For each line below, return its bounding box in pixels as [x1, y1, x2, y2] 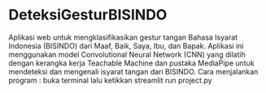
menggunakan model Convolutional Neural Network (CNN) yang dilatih [8, 49, 246, 59]
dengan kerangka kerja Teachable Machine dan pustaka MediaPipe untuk [8, 58, 255, 68]
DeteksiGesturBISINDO [8, 6, 168, 24]
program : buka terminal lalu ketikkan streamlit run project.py [8, 75, 213, 85]
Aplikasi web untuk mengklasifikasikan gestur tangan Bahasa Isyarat [8, 32, 238, 42]
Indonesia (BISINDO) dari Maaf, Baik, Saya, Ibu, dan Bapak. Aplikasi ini [8, 40, 244, 50]
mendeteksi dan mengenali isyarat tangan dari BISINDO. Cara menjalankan [8, 66, 259, 76]
